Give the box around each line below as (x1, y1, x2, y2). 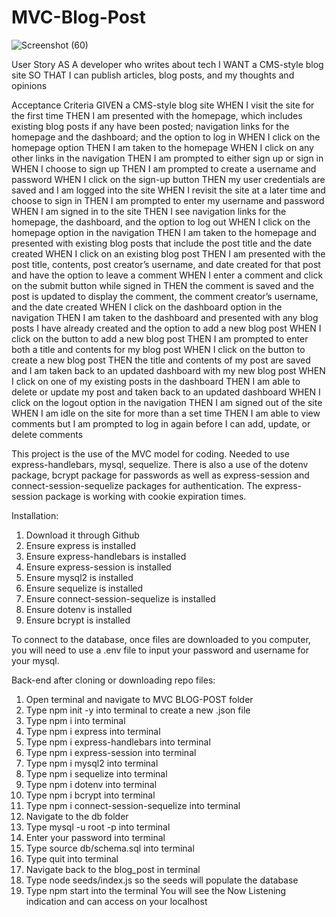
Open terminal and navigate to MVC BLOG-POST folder (25, 693, 254, 705)
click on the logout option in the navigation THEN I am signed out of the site (11, 396, 323, 408)
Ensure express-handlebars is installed (25, 550, 187, 562)
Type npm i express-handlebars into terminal (25, 736, 211, 748)
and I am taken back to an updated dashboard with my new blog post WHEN (11, 364, 326, 376)
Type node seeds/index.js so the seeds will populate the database (25, 874, 299, 886)
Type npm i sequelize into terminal (25, 767, 168, 780)
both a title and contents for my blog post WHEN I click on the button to (11, 343, 306, 355)
